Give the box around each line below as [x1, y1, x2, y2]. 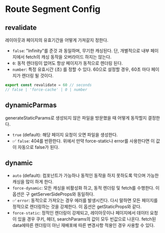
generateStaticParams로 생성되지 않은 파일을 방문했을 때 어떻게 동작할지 [5, 115, 147, 120]
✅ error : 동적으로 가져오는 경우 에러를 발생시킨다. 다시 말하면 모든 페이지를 [12, 198, 158, 204]
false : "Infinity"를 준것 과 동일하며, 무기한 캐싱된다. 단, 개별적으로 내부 [12, 48, 150, 53]
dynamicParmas [5, 101, 57, 110]
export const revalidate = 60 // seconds [5, 83, 92, 88]
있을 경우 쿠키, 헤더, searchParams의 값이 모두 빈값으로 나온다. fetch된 [17, 216, 156, 222]
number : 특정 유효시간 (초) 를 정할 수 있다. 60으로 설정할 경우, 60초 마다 [12, 66, 150, 72]
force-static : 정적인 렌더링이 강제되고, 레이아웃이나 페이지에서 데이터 [12, 210, 149, 216]
